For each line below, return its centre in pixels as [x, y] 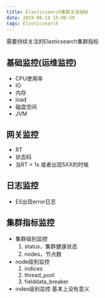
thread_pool [39, 275]
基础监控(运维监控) [42, 63]
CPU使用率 [29, 79]
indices [33, 268]
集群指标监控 [31, 223]
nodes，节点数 [43, 254]
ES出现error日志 [35, 201]
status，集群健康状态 [51, 246]
